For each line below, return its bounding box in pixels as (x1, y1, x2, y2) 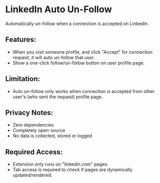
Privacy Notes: (5, 108, 54, 117)
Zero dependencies (12, 122, 54, 128)
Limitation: (5, 75, 40, 83)
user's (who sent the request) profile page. (12, 94, 103, 100)
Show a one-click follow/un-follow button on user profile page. (12, 60, 145, 66)
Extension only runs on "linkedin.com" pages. (12, 161, 109, 167)
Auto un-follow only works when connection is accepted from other (12, 88, 155, 94)
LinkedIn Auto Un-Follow (5, 4, 112, 15)
